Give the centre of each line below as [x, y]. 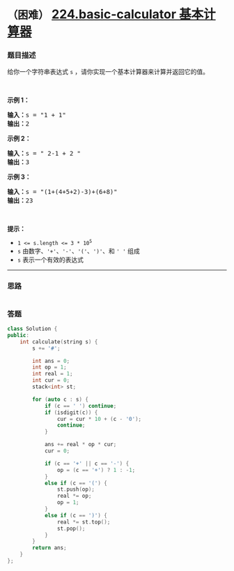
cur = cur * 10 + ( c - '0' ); [99, 419]
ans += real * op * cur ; [80, 445]
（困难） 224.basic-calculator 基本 [106, 14]
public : [18, 335]
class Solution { [32, 329]
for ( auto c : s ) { [61, 399]
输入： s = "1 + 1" [37, 115]
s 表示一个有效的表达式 [50, 260]
